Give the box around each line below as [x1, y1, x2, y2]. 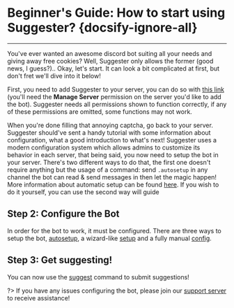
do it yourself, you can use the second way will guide [7, 187, 159, 196]
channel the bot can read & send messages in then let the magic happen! [7, 173, 217, 181]
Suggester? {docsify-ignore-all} [7, 20, 198, 36]
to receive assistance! [7, 293, 70, 302]
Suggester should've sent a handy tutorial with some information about [7, 128, 211, 137]
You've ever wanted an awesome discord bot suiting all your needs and [7, 49, 212, 57]
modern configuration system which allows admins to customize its [7, 143, 201, 152]
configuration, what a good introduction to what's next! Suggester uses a [7, 135, 217, 144]
